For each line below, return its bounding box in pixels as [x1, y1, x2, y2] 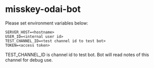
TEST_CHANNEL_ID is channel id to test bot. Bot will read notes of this [5, 51, 150, 57]
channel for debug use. [5, 56, 53, 63]
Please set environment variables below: [5, 20, 88, 26]
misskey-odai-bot [5, 3, 81, 15]
